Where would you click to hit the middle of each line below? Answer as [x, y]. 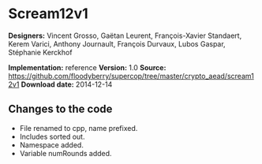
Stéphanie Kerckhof [40, 52]
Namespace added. [52, 145]
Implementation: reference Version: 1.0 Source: [87, 67]
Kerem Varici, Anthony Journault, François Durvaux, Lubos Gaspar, [117, 43]
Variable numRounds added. [65, 153]
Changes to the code [60, 109]
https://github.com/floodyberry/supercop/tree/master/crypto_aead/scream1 [131, 76]
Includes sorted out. [52, 136]
